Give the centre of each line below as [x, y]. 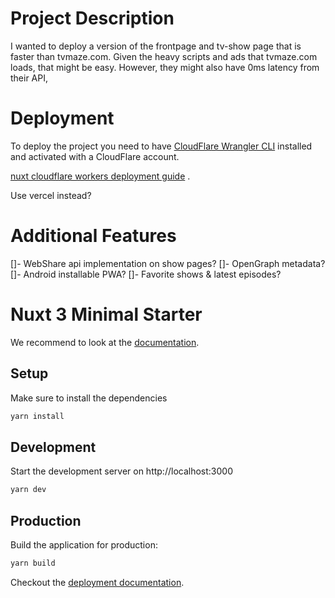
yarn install [37, 416]
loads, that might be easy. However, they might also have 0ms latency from [165, 67]
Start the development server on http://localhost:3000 [121, 471]
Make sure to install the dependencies [89, 398]
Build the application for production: [84, 544]
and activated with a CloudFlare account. [95, 156]
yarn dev [28, 490]
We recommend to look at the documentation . [105, 342]
